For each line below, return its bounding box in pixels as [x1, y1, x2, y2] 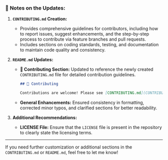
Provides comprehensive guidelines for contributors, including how [19, 26, 158, 32]
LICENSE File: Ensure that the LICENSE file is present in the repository [19, 124, 162, 130]
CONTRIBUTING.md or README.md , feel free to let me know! [5, 149, 118, 155]
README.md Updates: [12, 57, 53, 63]
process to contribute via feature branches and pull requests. [19, 36, 146, 42]
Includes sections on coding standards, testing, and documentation [19, 42, 159, 48]
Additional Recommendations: [12, 115, 77, 121]
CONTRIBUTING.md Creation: [12, 16, 67, 22]
